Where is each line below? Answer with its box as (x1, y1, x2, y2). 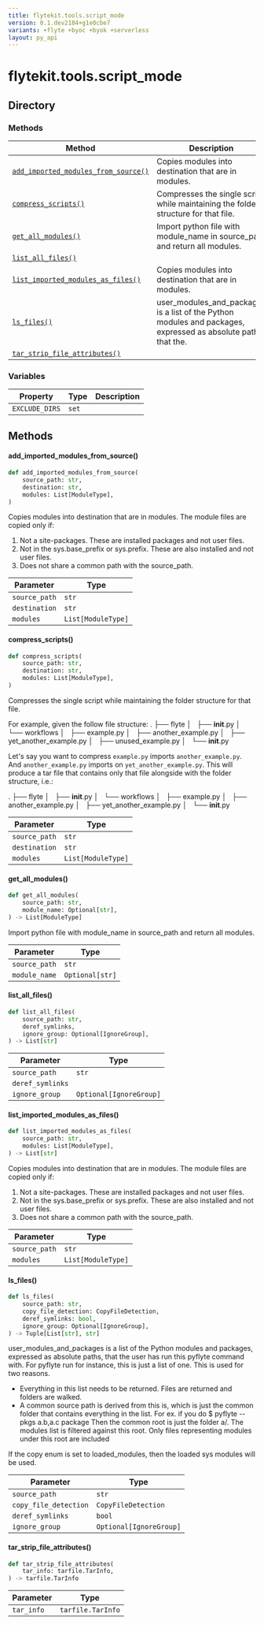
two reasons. (8, 1369, 50, 1378)
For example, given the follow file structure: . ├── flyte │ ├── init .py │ (8, 719, 241, 729)
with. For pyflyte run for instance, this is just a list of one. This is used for (8, 1360, 244, 1370)
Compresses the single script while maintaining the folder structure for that (8, 695, 251, 705)
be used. (8, 1458, 37, 1467)
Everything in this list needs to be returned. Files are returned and (19, 1384, 233, 1393)
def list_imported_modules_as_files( (8, 1128, 132, 1136)
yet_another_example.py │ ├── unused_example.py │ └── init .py (8, 736, 229, 746)
